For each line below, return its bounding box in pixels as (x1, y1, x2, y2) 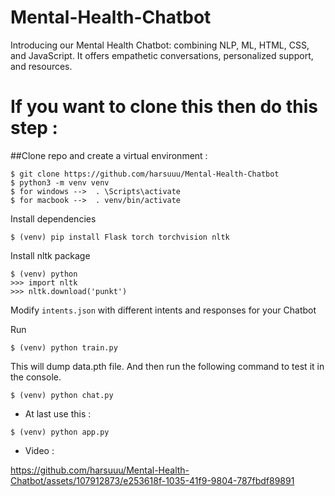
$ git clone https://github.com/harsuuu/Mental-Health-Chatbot (10, 169, 280, 179)
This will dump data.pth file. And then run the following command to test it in (10, 360, 325, 372)
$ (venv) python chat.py (10, 390, 114, 400)
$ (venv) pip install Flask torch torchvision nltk (10, 232, 230, 242)
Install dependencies (10, 212, 97, 225)
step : (10, 117, 58, 140)
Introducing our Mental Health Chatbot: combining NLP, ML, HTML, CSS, (10, 39, 310, 51)
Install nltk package (10, 249, 91, 261)
